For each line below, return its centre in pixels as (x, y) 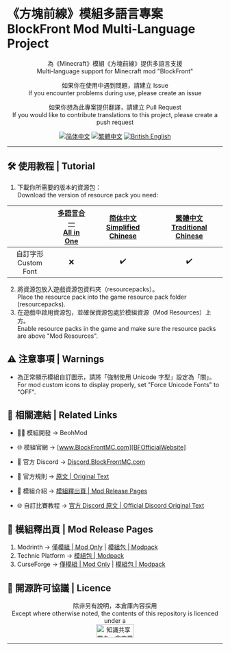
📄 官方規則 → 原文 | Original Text (63, 476)
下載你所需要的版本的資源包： (59, 187)
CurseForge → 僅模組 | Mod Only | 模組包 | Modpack (91, 564)
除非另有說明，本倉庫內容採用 (115, 606)
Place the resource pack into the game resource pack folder (102, 297)
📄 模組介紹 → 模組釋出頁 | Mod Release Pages (82, 491)
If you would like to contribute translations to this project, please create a (115, 114)
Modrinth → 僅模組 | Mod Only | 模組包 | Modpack (87, 547)
